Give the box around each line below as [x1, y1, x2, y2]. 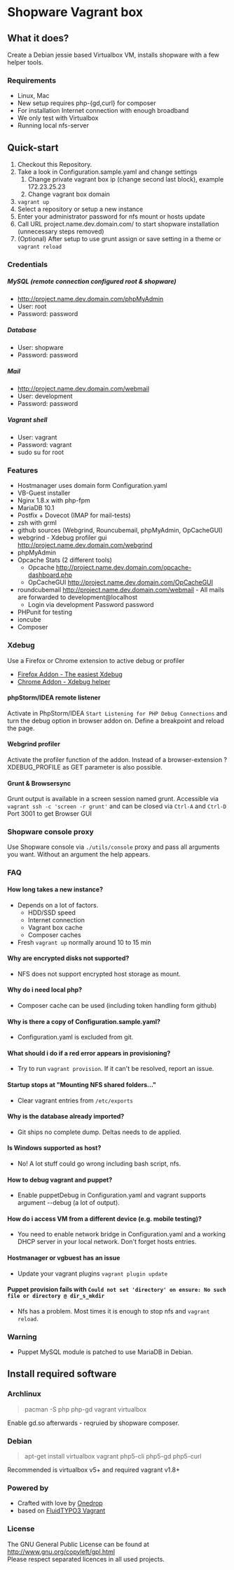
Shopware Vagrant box [7, 4, 144, 20]
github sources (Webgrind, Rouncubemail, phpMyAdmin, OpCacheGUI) [17, 526, 223, 535]
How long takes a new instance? [7, 885, 104, 894]
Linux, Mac [17, 92, 50, 100]
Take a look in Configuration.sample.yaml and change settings [17, 168, 198, 176]
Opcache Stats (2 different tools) [17, 556, 112, 564]
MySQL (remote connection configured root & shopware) [7, 277, 177, 285]
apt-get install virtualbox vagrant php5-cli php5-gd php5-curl [24, 1452, 202, 1461]
